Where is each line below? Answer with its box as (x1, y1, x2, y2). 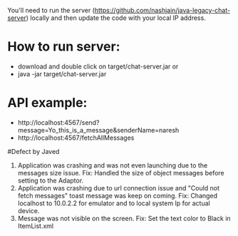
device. (17, 206, 40, 215)
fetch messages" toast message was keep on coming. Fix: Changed (17, 191, 218, 200)
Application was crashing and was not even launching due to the (17, 160, 208, 170)
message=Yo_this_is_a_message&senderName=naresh (17, 125, 180, 134)
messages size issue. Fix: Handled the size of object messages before (17, 168, 224, 177)
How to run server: (7, 39, 120, 55)
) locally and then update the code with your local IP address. (26, 14, 207, 22)
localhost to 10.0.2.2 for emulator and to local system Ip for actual (17, 199, 210, 207)
